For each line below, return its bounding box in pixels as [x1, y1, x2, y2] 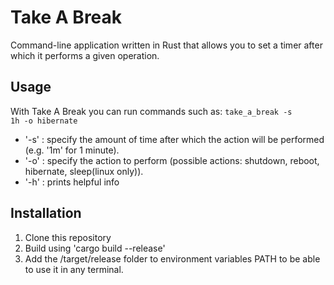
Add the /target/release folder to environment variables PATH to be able [24, 252, 321, 265]
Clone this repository [24, 231, 112, 243]
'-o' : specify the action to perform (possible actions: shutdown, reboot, [24, 154, 320, 166]
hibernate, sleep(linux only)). [24, 165, 144, 177]
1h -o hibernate [10, 116, 78, 126]
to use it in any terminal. [24, 263, 124, 275]
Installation [10, 205, 82, 222]
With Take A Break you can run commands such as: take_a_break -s [10, 105, 293, 117]
